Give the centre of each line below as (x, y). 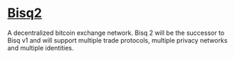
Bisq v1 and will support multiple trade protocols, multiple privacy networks (117, 40)
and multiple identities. (41, 48)
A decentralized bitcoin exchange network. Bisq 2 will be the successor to (116, 33)
